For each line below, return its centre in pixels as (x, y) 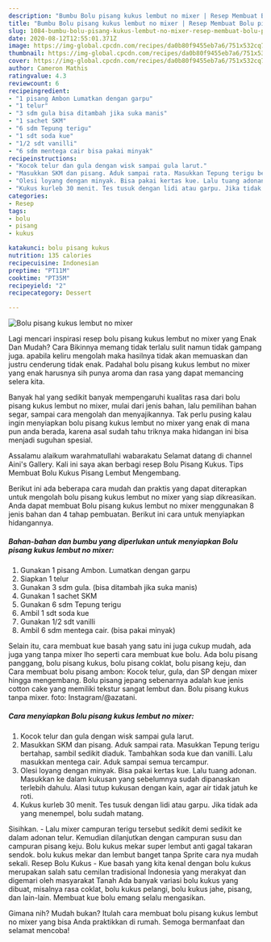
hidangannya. (31, 523)
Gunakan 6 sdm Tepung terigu (71, 605)
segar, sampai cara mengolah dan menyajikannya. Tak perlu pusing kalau (130, 414)
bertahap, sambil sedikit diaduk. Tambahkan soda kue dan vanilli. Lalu (136, 754)
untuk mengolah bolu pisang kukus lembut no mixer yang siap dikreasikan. (132, 497)
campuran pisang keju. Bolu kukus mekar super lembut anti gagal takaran (130, 846)
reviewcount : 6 (34, 83)
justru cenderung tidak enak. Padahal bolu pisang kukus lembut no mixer (129, 365)
